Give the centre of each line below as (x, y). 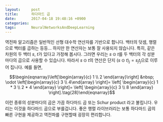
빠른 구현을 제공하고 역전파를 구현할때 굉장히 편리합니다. (58, 114)
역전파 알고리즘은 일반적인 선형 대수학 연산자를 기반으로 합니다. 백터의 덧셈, (76, 42)
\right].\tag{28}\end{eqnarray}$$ (82, 92)
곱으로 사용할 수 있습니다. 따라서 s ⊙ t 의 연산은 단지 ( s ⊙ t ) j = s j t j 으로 (83, 61)
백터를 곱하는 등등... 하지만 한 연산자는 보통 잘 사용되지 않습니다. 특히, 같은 (84, 48)
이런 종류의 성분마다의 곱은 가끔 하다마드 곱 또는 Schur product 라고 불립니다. (79, 102)
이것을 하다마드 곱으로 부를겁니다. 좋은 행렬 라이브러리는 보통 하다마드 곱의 (85, 108)
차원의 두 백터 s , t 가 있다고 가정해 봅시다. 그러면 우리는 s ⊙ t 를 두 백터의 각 (75, 54)
